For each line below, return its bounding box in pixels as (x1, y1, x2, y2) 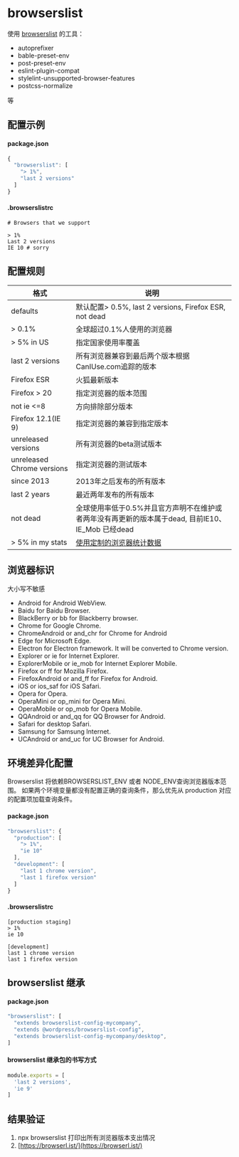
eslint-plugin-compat (17, 66, 80, 75)
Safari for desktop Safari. (17, 719, 92, 728)
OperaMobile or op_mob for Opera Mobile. (17, 704, 142, 713)
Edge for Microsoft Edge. (17, 636, 92, 645)
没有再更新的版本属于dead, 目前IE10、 (97, 514, 226, 524)
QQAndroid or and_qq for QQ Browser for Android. (17, 712, 166, 720)
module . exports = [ (7, 1072, 65, 1079)
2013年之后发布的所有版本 (75, 476, 166, 486)
